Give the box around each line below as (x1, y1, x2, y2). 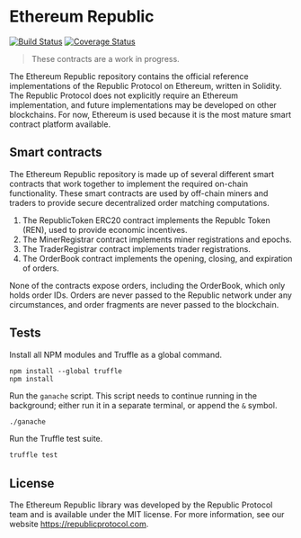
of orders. (22, 263, 60, 273)
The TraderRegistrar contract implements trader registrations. (22, 243, 252, 254)
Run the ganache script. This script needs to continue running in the (9, 390, 258, 401)
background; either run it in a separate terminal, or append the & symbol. (9, 399, 278, 410)
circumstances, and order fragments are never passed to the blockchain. (9, 299, 279, 309)
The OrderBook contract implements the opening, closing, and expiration (22, 253, 293, 264)
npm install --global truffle (9, 366, 123, 375)
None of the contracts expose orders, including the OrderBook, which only (9, 280, 286, 291)
